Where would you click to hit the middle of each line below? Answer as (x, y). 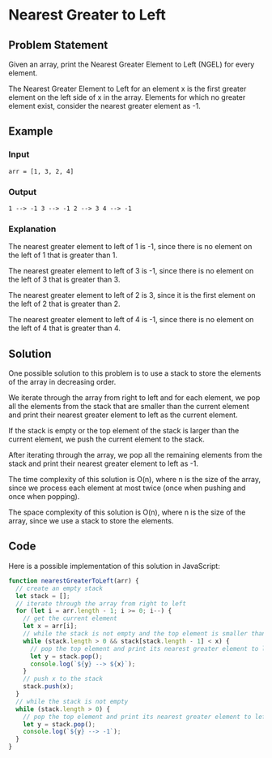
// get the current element (70, 618)
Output (23, 192)
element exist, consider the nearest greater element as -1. (104, 106)
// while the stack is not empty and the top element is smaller (136, 634)
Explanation (32, 229)
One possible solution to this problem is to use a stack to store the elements (135, 373)
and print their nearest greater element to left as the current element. (123, 415)
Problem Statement (58, 45)
